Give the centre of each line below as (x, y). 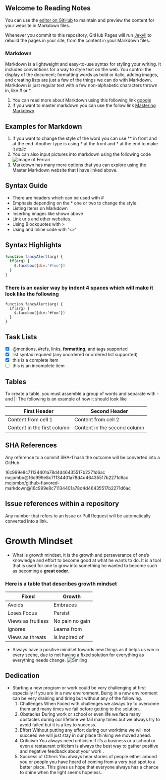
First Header (38, 411)
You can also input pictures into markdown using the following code (82, 154)
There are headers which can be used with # (58, 197)
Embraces (65, 605)
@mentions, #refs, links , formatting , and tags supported (70, 349)
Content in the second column (109, 428)
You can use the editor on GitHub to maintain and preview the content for (80, 20)
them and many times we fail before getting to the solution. (80, 709)
